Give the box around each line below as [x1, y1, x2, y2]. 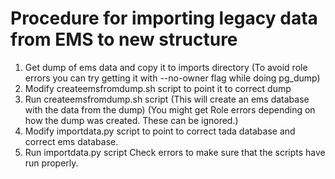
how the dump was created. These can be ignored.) [24, 114, 239, 126]
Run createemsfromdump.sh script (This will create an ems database [24, 93, 310, 105]
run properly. [24, 157, 79, 169]
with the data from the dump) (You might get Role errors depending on [24, 103, 316, 116]
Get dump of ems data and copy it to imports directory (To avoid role [24, 61, 308, 73]
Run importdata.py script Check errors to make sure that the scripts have [24, 146, 326, 158]
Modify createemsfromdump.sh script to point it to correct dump [24, 82, 292, 94]
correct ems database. [24, 135, 119, 147]
